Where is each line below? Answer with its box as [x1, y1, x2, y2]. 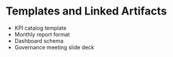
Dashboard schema [14, 37, 64, 44]
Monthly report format [14, 30, 70, 38]
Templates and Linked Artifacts [5, 4, 168, 18]
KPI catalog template [14, 24, 67, 32]
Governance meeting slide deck [14, 44, 95, 51]
